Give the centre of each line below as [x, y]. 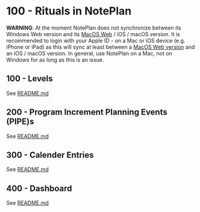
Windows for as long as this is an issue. [55, 60]
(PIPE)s [20, 122]
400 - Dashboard [39, 188]
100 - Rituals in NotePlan [69, 11]
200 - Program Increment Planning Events [87, 112]
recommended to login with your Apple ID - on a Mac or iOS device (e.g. [96, 40]
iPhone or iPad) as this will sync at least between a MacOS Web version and [101, 47]
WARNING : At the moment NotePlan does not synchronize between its [94, 28]
